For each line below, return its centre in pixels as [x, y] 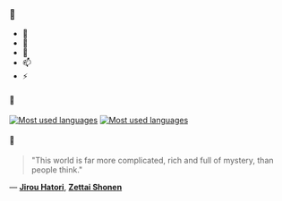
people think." [57, 170]
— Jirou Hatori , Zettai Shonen [66, 187]
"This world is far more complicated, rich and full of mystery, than [153, 160]
